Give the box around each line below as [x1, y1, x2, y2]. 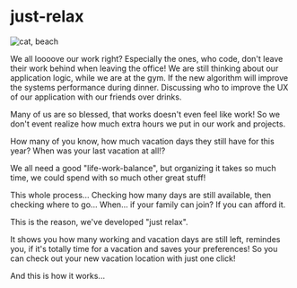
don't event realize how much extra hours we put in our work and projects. [10, 118, 286, 129]
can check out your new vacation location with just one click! [10, 253, 236, 264]
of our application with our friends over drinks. [10, 92, 182, 102]
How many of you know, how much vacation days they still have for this [10, 135, 275, 146]
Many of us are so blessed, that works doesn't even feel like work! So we [10, 109, 281, 119]
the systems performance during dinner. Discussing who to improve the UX [10, 82, 289, 92]
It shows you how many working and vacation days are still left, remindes [10, 233, 281, 244]
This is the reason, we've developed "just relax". [10, 216, 188, 227]
